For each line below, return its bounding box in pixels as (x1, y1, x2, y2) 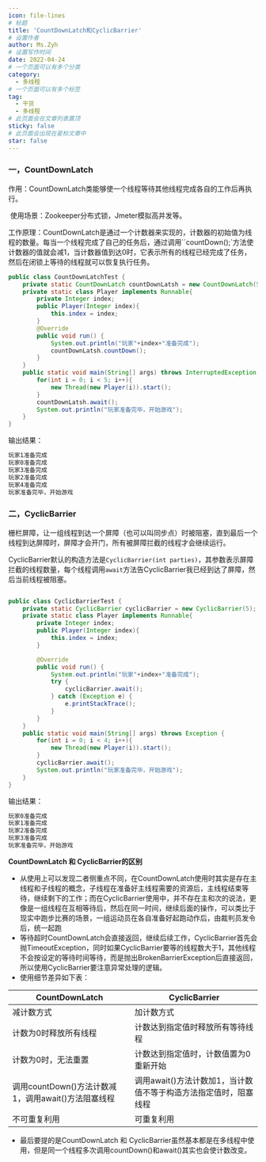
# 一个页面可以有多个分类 (8, 63, 81, 71)
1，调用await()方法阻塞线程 (12, 1092, 116, 1103)
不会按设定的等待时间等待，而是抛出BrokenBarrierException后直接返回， (19, 952, 257, 962)
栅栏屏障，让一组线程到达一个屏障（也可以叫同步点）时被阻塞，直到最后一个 (8, 528, 258, 537)
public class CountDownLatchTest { (8, 272, 126, 281)
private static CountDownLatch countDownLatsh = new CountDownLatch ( (22, 280, 257, 288)
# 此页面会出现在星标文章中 (8, 129, 87, 137)
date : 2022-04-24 (8, 56, 66, 64)
